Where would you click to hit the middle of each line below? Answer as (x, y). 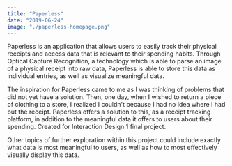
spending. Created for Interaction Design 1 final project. (87, 127)
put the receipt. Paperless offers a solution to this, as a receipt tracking (109, 112)
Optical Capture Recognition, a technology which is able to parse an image (114, 61)
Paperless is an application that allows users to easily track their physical (112, 47)
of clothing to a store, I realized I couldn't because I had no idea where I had (116, 105)
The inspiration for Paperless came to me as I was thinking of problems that (116, 90)
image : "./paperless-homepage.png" (59, 27)
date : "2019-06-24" (36, 20)
